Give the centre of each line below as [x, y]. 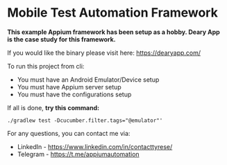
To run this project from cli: [46, 66]
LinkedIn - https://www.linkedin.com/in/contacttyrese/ [95, 146]
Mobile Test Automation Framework [113, 13]
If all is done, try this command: [53, 107]
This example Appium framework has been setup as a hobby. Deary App [113, 32]
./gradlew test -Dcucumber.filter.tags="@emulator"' [85, 120]
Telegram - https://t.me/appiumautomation [78, 154]
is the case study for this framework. [61, 39]
